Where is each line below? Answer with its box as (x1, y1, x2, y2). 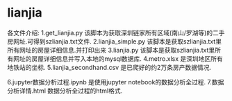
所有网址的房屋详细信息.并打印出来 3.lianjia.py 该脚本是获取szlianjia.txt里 (7, 46, 215, 54)
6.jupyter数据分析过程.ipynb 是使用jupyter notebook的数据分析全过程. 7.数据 (7, 77, 224, 86)
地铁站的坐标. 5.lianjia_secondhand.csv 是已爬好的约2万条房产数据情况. (7, 63, 212, 71)
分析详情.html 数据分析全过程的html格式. (7, 86, 123, 95)
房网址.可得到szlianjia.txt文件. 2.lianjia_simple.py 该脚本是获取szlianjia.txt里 (7, 37, 222, 46)
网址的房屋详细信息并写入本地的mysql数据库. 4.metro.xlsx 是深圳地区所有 (13, 54, 224, 63)
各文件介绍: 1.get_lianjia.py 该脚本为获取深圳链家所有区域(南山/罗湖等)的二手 (7, 28, 225, 37)
